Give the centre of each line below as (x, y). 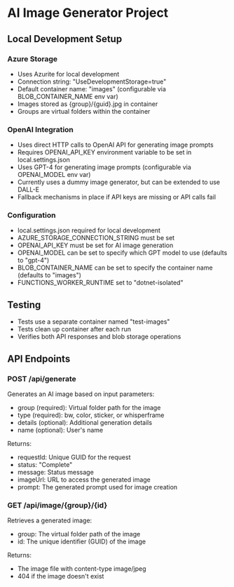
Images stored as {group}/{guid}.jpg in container (88, 104)
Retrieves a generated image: (50, 520)
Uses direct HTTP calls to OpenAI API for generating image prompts (115, 145)
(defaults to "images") (49, 275)
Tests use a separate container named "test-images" (94, 322)
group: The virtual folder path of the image (79, 534)
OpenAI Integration (40, 129)
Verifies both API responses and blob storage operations (99, 337)
